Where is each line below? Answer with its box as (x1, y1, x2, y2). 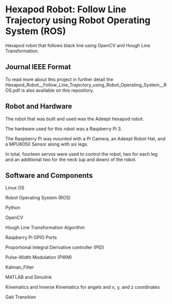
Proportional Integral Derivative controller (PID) (5, 245, 104, 251)
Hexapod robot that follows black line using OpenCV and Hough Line (5, 42, 150, 48)
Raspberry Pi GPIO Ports (5, 234, 57, 240)
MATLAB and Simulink (5, 274, 52, 280)
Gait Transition (5, 294, 36, 300)
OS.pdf (5, 87, 20, 93)
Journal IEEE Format (5, 63, 71, 71)
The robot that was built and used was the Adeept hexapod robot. (5, 115, 144, 121)
